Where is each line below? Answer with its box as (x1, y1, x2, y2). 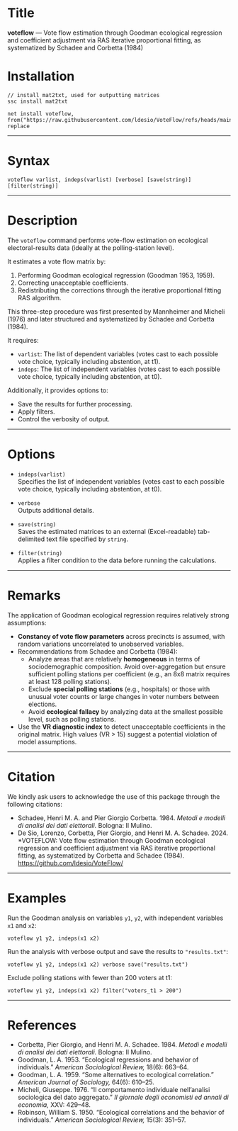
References (7, 1017, 76, 1033)
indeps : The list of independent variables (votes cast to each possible (17, 365, 221, 373)
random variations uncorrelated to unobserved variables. (17, 640, 184, 648)
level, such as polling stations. (28, 715, 116, 723)
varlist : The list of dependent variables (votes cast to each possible (17, 349, 218, 358)
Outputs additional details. (17, 506, 94, 514)
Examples (7, 890, 67, 906)
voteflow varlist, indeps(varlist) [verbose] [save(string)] (7, 176, 192, 183)
